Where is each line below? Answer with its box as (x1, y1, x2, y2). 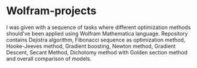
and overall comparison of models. (6, 55, 92, 62)
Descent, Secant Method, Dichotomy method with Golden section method (6, 48, 188, 56)
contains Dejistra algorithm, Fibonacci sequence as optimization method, (6, 36, 186, 43)
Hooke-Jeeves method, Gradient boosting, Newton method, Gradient (6, 43, 176, 50)
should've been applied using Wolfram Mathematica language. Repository (6, 30, 188, 37)
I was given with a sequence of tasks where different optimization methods (6, 24, 191, 31)
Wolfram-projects (6, 4, 97, 18)
